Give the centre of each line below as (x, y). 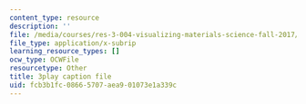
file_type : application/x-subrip (73, 43)
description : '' (40, 26)
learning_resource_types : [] (65, 52)
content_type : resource (55, 18)
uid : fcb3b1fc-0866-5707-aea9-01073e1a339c (93, 85)
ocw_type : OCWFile (44, 60)
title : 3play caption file (61, 77)
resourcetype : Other (49, 69)
